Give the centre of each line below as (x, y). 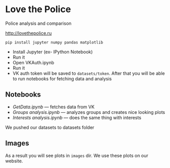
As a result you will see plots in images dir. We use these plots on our (77, 155)
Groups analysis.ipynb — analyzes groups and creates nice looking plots (89, 112)
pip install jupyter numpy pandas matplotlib (54, 42)
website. (14, 161)
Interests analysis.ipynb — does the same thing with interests (77, 117)
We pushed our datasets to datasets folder (50, 127)
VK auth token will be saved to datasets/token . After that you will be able (89, 73)
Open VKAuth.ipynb (33, 62)
